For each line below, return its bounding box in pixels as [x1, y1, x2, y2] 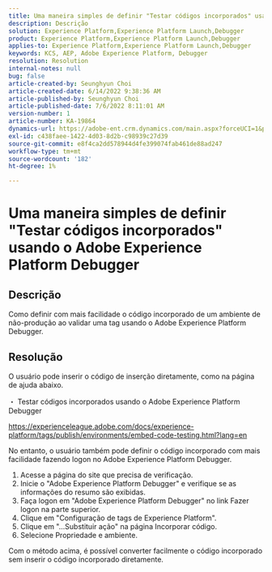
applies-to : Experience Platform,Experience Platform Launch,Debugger [8, 42, 252, 50]
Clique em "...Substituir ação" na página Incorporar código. [19, 521, 218, 531]
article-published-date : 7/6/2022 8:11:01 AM [8, 102, 164, 110]
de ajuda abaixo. [8, 379, 64, 389]
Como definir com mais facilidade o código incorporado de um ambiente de [8, 309, 261, 320]
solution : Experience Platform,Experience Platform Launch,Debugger [8, 27, 244, 35]
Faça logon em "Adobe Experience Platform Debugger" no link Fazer [19, 495, 249, 506]
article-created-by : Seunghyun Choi [8, 79, 132, 87]
